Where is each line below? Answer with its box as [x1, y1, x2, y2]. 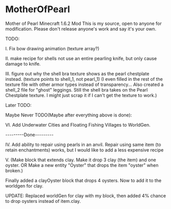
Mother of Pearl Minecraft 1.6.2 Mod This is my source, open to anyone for [5, 20, 162, 26]
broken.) [5, 167, 23, 173]
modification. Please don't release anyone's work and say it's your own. [5, 25, 157, 32]
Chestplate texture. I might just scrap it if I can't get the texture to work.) [5, 92, 157, 98]
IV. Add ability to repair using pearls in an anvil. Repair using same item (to [5, 141, 161, 147]
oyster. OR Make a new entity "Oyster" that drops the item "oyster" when [5, 162, 159, 168]
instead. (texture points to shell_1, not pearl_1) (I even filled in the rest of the [5, 76, 163, 82]
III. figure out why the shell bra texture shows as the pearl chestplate [5, 70, 150, 77]
